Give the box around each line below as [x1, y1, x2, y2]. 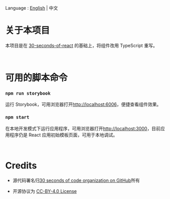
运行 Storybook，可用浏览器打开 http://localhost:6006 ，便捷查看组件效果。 [5, 101, 161, 107]
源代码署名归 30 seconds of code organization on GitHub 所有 [12, 177, 140, 183]
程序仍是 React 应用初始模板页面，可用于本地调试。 [9, 132, 118, 138]
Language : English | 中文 [5, 5, 58, 11]
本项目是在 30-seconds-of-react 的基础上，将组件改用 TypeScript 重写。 [5, 42, 158, 48]
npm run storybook [5, 91, 51, 96]
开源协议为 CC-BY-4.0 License [12, 188, 77, 194]
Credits [5, 160, 37, 171]
